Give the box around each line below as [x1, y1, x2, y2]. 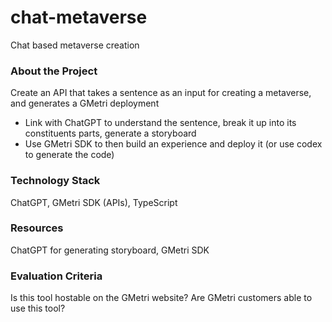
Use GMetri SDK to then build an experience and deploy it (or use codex [24, 138, 323, 150]
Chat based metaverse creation [10, 39, 140, 51]
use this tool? [10, 302, 66, 315]
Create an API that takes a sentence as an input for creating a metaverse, [10, 87, 312, 99]
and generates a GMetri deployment [10, 97, 160, 110]
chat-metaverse [10, 6, 148, 29]
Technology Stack [10, 174, 101, 188]
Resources [10, 221, 64, 235]
